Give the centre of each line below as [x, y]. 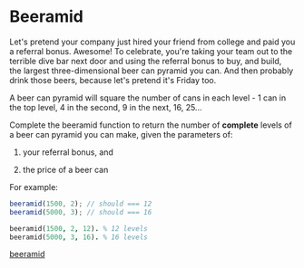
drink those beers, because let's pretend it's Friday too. [113, 80]
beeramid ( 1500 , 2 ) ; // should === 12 [81, 204]
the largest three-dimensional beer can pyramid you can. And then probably [152, 71]
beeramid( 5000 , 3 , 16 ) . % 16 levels [78, 237]
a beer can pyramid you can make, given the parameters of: [121, 134]
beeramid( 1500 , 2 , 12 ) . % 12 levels [78, 228]
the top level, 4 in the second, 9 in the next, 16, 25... [106, 107]
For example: [34, 187]
